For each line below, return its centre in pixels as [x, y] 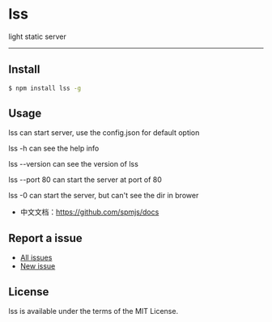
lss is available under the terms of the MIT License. [93, 311]
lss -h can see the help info [54, 148]
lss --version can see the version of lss [74, 164]
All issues [36, 258]
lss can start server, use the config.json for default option [104, 133]
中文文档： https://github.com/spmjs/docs [89, 212]
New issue [38, 266]
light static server [38, 36]
